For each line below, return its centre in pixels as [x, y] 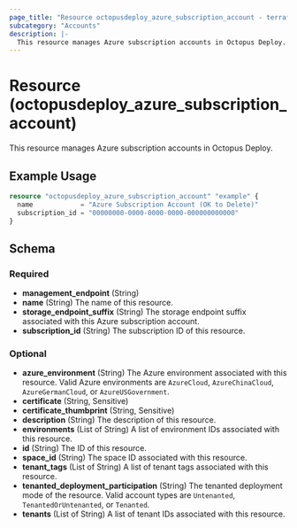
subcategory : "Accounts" [55, 26]
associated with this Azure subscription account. [111, 322]
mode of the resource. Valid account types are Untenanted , [129, 495]
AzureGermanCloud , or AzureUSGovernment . [95, 392]
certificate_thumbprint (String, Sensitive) [98, 411]
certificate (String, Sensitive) [75, 401]
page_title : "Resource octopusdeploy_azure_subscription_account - [136, 17]
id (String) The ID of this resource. [84, 448]
